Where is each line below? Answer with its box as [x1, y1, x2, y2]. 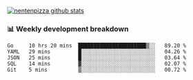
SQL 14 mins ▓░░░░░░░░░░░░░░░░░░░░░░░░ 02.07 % [7, 61, 187, 68]
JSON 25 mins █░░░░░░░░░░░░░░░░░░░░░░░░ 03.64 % [7, 54, 187, 61]
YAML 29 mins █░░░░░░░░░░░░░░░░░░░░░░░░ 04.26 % [7, 48, 187, 55]
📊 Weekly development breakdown [7, 24, 129, 34]
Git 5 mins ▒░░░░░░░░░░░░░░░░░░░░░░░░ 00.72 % [7, 66, 187, 74]
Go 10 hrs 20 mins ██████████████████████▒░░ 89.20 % [7, 42, 187, 50]
